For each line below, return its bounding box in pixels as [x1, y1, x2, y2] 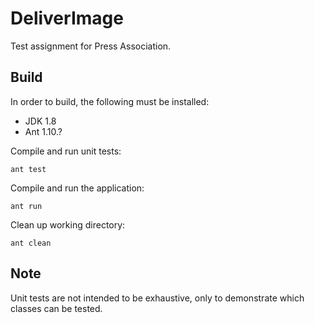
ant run [10, 201, 43, 211]
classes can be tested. [10, 302, 103, 314]
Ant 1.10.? [24, 125, 63, 137]
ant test [10, 164, 47, 174]
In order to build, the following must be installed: [10, 95, 210, 107]
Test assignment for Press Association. [10, 40, 172, 52]
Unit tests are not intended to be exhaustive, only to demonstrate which [10, 292, 305, 304]
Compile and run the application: [10, 182, 145, 194]
